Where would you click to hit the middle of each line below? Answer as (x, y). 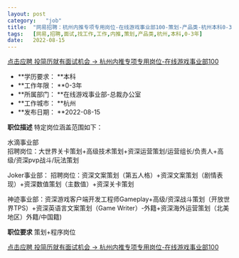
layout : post (27, 14)
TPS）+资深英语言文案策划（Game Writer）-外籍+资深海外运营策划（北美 (121, 208)
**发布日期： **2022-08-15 (59, 112)
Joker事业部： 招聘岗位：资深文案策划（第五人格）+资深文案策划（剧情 (112, 176)
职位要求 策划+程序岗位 (42, 232)
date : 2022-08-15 (36, 41)
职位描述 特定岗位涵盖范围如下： (55, 127)
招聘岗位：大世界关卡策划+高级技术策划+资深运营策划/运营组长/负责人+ (112, 151)
